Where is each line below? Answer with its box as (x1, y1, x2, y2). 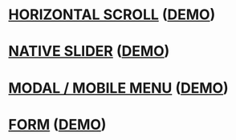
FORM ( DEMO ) (8, 115, 107, 134)
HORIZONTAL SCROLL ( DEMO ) (8, 6, 216, 24)
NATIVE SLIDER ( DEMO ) (8, 42, 170, 61)
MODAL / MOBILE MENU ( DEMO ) (8, 78, 229, 97)
